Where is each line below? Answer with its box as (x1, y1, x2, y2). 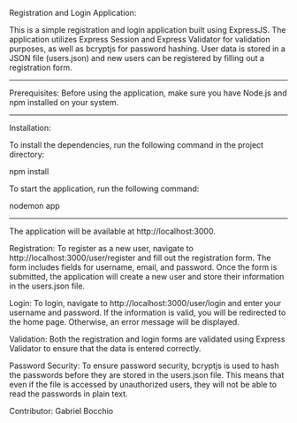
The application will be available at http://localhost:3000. (9, 226, 217, 236)
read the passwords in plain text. (9, 388, 128, 399)
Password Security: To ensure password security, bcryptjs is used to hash (9, 360, 279, 371)
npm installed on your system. (9, 97, 119, 107)
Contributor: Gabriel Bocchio (9, 406, 113, 416)
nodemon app (9, 201, 60, 211)
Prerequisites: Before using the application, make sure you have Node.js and (9, 88, 287, 98)
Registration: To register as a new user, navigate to (9, 243, 194, 253)
